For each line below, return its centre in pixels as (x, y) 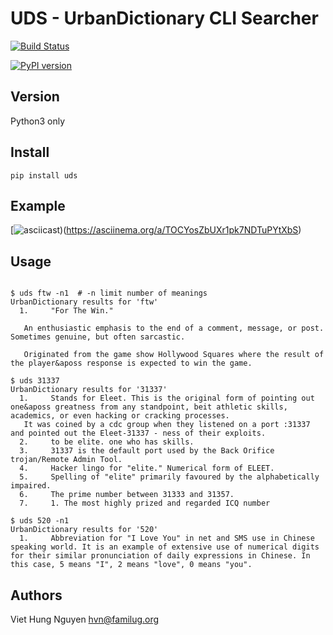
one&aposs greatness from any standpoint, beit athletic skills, (149, 407)
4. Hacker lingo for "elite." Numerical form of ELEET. (147, 468)
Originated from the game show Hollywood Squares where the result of (174, 355)
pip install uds (44, 175)
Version (35, 97)
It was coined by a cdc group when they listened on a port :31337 (167, 425)
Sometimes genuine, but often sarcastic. (98, 337)
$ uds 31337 (35, 381)
